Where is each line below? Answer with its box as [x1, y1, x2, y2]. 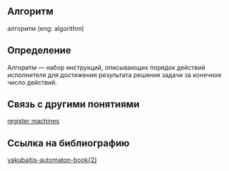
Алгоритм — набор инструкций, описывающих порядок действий [7, 63, 206, 71]
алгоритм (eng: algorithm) [7, 24, 85, 32]
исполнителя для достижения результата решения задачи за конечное [7, 70, 222, 79]
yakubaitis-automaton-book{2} [7, 156, 97, 164]
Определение [7, 45, 72, 57]
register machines [7, 117, 60, 125]
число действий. [7, 78, 58, 86]
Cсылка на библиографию [7, 137, 130, 149]
